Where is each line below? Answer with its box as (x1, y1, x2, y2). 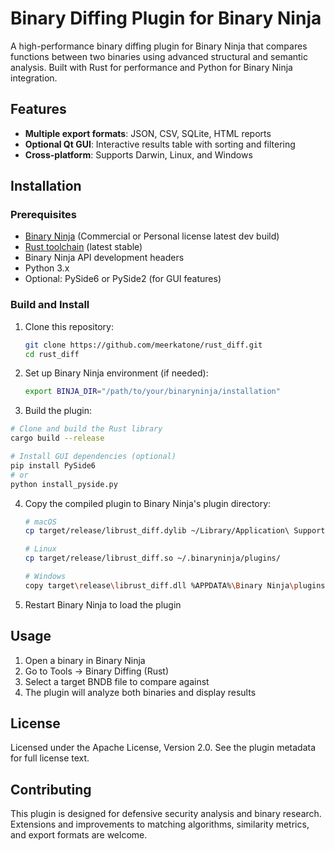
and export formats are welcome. (10, 829, 148, 841)
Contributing (10, 781, 92, 798)
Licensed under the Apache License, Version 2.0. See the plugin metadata (10, 742, 317, 754)
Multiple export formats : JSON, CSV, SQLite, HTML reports (24, 127, 272, 139)
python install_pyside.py (10, 479, 118, 489)
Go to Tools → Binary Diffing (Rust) (24, 665, 170, 677)
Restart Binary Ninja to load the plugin (24, 598, 182, 611)
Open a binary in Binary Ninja (24, 654, 146, 666)
